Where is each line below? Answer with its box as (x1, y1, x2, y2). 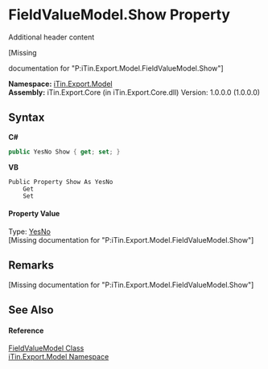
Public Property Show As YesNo (8, 178, 113, 186)
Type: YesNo (8, 227, 51, 236)
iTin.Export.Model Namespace (8, 352, 109, 362)
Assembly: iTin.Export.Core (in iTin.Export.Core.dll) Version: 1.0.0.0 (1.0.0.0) (8, 87, 260, 97)
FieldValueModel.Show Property (8, 6, 231, 24)
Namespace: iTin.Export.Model (8, 79, 113, 88)
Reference (8, 326, 44, 335)
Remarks (8, 259, 55, 273)
